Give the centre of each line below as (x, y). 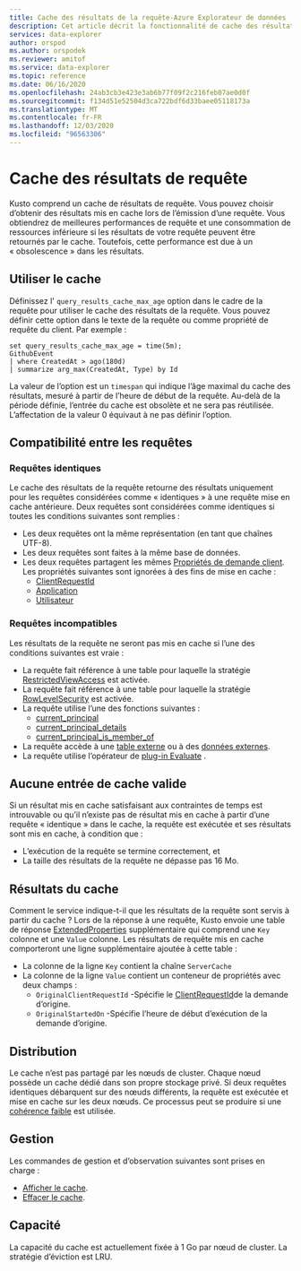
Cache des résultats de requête (129, 179)
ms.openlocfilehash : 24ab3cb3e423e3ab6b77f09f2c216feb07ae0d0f (130, 92)
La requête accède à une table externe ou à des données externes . (146, 746)
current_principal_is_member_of (95, 737)
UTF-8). (37, 543)
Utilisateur (55, 601)
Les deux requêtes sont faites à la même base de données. (131, 553)
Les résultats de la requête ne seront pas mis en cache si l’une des (132, 643)
